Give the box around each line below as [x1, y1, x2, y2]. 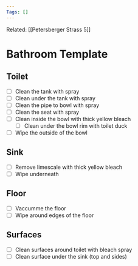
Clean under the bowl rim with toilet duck [24, 122, 128, 129]
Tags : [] [6, 9, 29, 15]
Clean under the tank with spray [15, 94, 96, 102]
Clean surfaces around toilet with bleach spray [15, 246, 133, 253]
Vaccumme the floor [15, 204, 67, 212]
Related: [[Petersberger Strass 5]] [6, 26, 91, 33]
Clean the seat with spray [15, 108, 80, 116]
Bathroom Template [6, 47, 108, 61]
